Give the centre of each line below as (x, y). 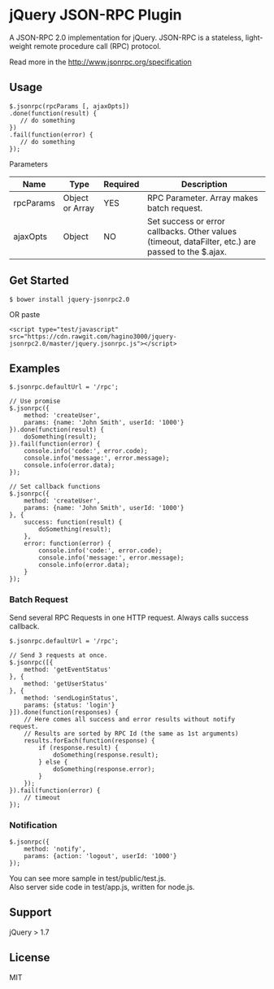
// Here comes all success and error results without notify (129, 719)
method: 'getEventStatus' (68, 669)
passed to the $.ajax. (187, 251)
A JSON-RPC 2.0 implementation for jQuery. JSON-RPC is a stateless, (126, 37)
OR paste (25, 314)
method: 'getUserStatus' (66, 684)
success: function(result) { (73, 522)
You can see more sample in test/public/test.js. (88, 878)
